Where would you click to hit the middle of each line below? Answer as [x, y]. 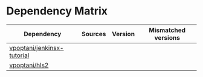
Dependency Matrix [57, 11]
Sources [94, 34]
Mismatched [167, 30]
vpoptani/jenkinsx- [37, 48]
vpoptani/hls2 [29, 65]
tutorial [19, 55]
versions [167, 37]
